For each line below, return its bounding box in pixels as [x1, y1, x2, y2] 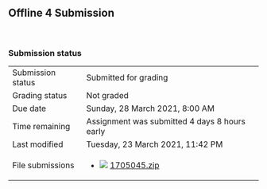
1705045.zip [110, 159, 161, 171]
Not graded [86, 90, 130, 101]
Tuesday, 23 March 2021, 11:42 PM [86, 139, 223, 150]
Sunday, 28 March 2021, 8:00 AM [86, 103, 215, 114]
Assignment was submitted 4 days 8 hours [86, 116, 246, 127]
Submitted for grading [86, 72, 168, 83]
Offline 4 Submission [8, 6, 115, 20]
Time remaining [12, 121, 71, 132]
